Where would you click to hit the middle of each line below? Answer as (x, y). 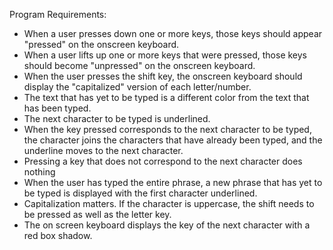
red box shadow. (58, 235)
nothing (39, 172)
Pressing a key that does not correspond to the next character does (163, 161)
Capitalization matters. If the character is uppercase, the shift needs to (169, 203)
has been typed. (57, 108)
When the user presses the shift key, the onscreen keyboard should (163, 76)
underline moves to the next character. (103, 150)
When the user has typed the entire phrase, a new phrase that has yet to (173, 182)
